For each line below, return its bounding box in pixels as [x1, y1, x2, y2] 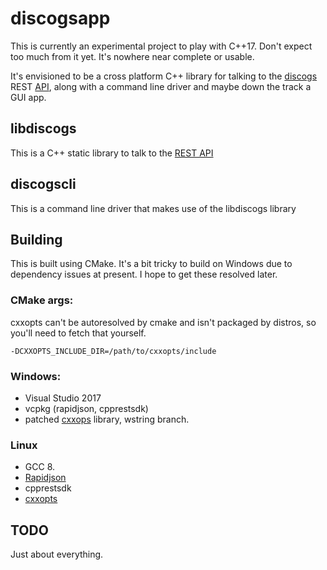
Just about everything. [10, 548, 104, 561]
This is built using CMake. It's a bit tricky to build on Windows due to [10, 258, 293, 270]
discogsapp [10, 7, 111, 30]
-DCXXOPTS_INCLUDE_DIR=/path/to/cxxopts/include [10, 346, 217, 356]
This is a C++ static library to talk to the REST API [10, 147, 214, 159]
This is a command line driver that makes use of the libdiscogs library [10, 202, 297, 214]
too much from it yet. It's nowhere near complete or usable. [10, 50, 255, 62]
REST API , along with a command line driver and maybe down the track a [10, 80, 312, 92]
